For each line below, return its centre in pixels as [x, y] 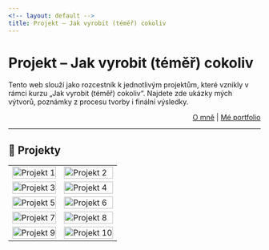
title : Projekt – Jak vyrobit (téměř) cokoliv [87, 23]
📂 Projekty [35, 150]
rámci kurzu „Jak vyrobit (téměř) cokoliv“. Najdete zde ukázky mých [120, 94]
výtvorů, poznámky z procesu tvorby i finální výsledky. [98, 102]
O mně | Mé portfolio [227, 118]
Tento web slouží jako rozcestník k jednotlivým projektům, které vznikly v [129, 85]
